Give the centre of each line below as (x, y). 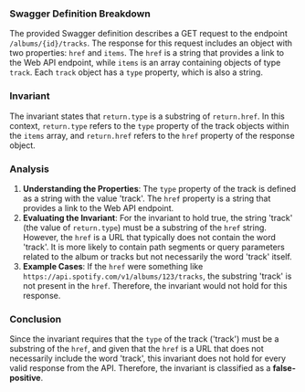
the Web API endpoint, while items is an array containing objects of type (145, 63)
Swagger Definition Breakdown (80, 14)
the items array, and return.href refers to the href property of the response (152, 135)
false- (284, 368)
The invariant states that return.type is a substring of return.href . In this (147, 116)
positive (25, 378)
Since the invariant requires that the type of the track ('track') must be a (144, 339)
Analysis (30, 169)
